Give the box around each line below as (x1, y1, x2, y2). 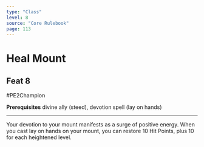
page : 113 (6, 25, 32, 32)
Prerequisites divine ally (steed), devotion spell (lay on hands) (6, 103, 162, 111)
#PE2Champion (6, 92, 46, 99)
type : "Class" (6, 8, 42, 15)
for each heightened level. (6, 134, 72, 141)
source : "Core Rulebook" (6, 20, 69, 26)
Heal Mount (6, 52, 66, 65)
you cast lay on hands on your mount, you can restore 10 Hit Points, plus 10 (6, 128, 194, 135)
